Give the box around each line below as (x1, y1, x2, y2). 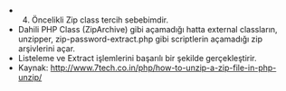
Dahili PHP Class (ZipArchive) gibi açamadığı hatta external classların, (17, 24, 278, 34)
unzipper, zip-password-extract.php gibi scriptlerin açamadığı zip (17, 33, 263, 44)
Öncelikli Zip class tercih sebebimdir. (31, 14, 169, 25)
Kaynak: (17, 62, 49, 73)
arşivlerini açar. (17, 43, 75, 54)
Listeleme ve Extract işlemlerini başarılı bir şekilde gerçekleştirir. (17, 53, 257, 63)
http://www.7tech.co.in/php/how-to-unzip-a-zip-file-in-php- (50, 62, 277, 73)
